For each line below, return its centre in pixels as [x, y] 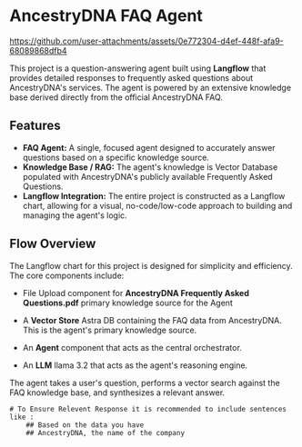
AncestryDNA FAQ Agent [106, 16]
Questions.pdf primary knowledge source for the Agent [128, 303]
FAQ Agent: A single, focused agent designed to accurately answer [149, 147]
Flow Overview [53, 244]
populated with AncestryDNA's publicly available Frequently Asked [147, 176]
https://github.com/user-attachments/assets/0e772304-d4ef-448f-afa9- [146, 41]
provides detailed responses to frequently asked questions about [131, 77]
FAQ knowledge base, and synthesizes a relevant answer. [117, 392]
